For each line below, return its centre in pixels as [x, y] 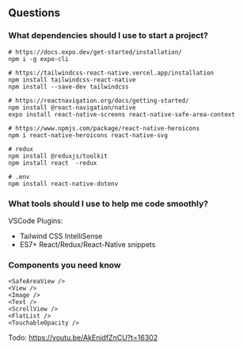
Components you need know [65, 264]
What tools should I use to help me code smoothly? [108, 204]
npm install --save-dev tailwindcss [68, 86]
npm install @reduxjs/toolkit [58, 156]
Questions [34, 13]
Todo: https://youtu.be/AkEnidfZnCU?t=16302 [83, 338]
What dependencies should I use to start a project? [108, 36]
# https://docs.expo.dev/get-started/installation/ [95, 52]
